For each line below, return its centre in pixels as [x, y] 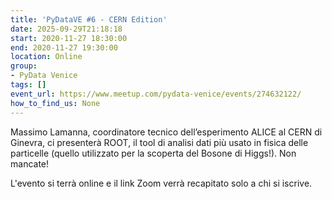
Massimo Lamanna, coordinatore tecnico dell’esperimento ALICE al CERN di [166, 132]
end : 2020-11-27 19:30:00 [64, 47]
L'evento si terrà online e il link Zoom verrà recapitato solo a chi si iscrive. [161, 183]
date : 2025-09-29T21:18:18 [66, 29]
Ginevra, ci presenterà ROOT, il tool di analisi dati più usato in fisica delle [159, 142]
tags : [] [28, 85]
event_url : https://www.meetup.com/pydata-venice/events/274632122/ [156, 94]
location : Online [46, 57]
